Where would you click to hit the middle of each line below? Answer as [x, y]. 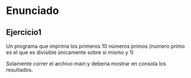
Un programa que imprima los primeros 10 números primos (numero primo [95, 46]
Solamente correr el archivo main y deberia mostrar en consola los [86, 63]
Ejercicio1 [24, 32]
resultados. [20, 70]
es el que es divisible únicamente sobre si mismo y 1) [70, 52]
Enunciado [33, 11]
